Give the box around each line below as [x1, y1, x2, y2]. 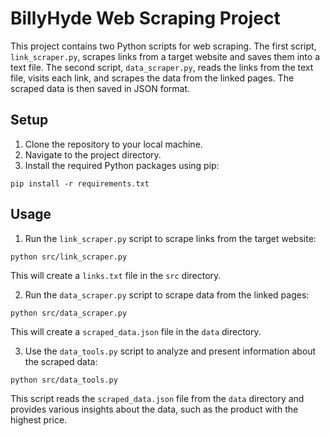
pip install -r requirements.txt [10, 178, 150, 189]
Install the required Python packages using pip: [24, 159, 220, 171]
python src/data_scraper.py [10, 308, 128, 318]
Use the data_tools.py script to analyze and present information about [24, 345, 317, 357]
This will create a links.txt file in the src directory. [10, 269, 222, 281]
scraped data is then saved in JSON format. [10, 82, 191, 94]
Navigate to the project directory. [24, 148, 162, 161]
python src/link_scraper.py [10, 252, 128, 262]
